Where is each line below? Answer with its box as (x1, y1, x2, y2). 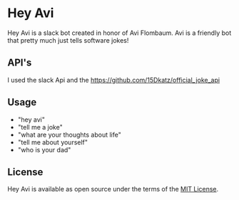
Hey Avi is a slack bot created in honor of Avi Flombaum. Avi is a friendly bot (7, 28, 232, 37)
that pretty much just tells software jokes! (7, 36, 129, 44)
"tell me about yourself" (17, 137, 88, 147)
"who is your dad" (17, 145, 71, 154)
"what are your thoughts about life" (17, 130, 121, 139)
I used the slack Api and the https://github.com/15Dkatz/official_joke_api (7, 75, 220, 84)
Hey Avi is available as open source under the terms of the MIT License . (7, 185, 219, 194)
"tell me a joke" (17, 122, 63, 131)
